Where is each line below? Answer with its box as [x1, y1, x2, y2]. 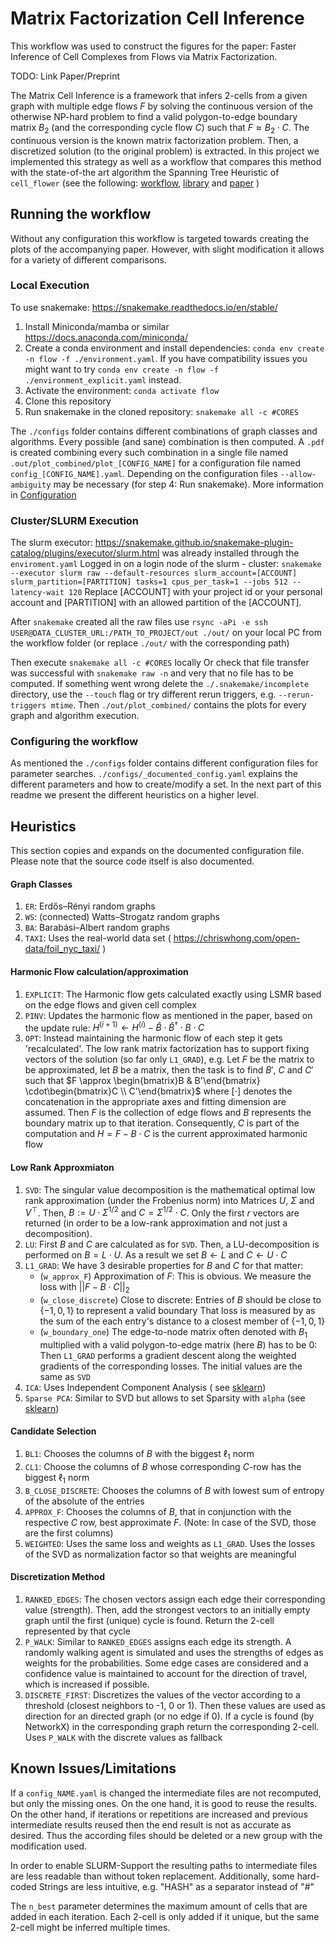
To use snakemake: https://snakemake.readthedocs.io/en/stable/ [10, 301, 278, 313]
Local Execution [10, 278, 90, 292]
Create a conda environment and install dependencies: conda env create [24, 342, 325, 354]
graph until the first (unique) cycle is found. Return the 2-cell [24, 1614, 275, 1626]
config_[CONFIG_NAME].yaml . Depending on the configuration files [10, 467, 278, 479]
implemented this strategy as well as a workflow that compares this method [10, 155, 322, 167]
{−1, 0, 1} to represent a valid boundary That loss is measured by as [39, 1304, 316, 1316]
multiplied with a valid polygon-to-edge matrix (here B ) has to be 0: [39, 1338, 318, 1351]
